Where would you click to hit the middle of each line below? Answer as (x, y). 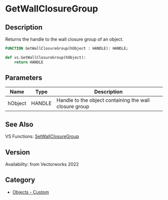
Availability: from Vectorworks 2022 (42, 164)
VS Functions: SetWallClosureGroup (42, 136)
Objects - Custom (30, 192)
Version (17, 152)
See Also (19, 124)
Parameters (24, 78)
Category (20, 180)
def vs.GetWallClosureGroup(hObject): (45, 57)
